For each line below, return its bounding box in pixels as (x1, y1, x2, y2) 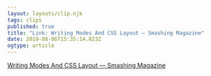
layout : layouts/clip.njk (7, 10, 82, 17)
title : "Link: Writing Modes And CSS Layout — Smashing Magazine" (7, 29, 205, 37)
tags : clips (7, 17, 42, 23)
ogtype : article (7, 42, 54, 49)
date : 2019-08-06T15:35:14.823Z (7, 36, 101, 43)
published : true (7, 23, 54, 30)
